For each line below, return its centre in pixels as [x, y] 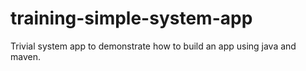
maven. [25, 56]
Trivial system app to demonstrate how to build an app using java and [153, 46]
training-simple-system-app [131, 18]
